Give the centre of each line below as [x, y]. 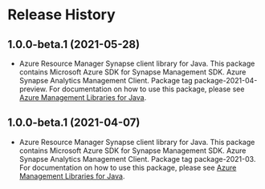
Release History [61, 15]
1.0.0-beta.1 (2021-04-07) [74, 123]
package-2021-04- [226, 80]
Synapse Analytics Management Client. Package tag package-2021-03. [137, 159]
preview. [33, 89]
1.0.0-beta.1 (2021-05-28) [74, 44]
